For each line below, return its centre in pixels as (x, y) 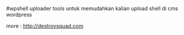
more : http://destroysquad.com (45, 26)
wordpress (19, 15)
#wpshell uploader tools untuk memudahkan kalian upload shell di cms (92, 8)
